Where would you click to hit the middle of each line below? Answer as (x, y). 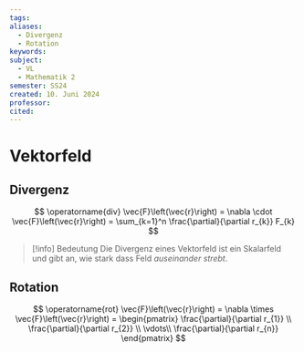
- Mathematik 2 (47, 78)
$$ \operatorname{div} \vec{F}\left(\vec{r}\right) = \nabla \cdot (153, 212)
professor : (30, 103)
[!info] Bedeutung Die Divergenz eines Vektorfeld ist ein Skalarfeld (156, 249)
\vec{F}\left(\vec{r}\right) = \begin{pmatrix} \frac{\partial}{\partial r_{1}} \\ (153, 319)
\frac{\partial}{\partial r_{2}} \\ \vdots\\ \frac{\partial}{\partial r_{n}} (153, 328)
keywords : (28, 52)
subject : (26, 60)
